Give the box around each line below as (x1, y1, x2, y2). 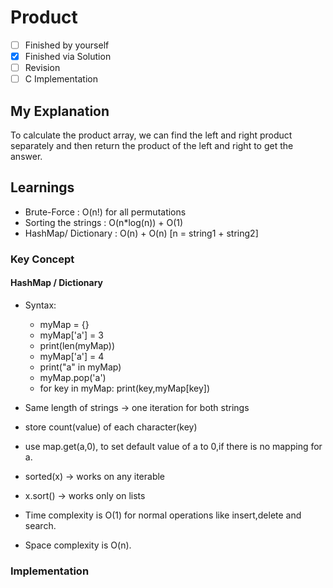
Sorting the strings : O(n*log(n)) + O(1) (24, 216, 184, 228)
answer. (10, 151, 43, 162)
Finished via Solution (24, 51, 112, 62)
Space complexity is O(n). (24, 539, 132, 551)
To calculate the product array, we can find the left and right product (10, 129, 293, 141)
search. (24, 519, 57, 531)
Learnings (10, 179, 75, 196)
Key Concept (10, 252, 75, 266)
